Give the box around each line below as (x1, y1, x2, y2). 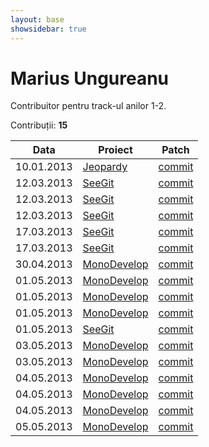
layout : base (10, 14, 65, 25)
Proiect (98, 143, 133, 157)
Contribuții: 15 (10, 119, 68, 131)
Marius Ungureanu (10, 67, 170, 90)
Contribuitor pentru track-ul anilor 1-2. (10, 100, 167, 112)
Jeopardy (82, 160, 128, 174)
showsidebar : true (10, 24, 87, 34)
